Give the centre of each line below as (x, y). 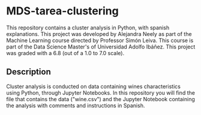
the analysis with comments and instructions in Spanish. (76, 105)
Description (28, 72)
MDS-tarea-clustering (62, 11)
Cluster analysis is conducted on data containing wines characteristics (94, 86)
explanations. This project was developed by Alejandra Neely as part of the (99, 34)
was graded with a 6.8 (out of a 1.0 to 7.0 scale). (65, 53)
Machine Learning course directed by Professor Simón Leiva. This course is (100, 40)
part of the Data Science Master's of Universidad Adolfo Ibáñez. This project (101, 47)
